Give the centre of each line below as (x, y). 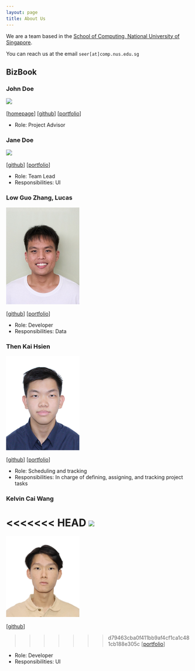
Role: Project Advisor (40, 125)
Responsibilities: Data (40, 331)
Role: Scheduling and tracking (51, 471)
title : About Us (26, 18)
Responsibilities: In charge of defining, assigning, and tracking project (99, 477)
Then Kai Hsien (28, 346)
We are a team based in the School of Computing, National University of (93, 36)
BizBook (21, 72)
